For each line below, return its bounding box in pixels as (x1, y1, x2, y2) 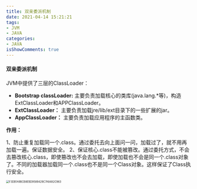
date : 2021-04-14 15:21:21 (6, 14, 72, 20)
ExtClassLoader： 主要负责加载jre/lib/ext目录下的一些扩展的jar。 (14, 106, 173, 114)
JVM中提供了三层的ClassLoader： (6, 80, 89, 87)
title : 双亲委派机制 (6, 8, 51, 15)
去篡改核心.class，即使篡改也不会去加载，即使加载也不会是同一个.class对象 (6, 153, 189, 160)
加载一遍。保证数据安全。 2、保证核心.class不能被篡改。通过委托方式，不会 (6, 146, 190, 153)
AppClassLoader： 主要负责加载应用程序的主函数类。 (14, 114, 146, 121)
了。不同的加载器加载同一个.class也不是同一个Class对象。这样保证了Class (6, 160, 186, 167)
